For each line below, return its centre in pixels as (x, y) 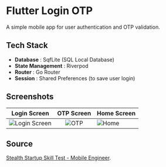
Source (20, 144)
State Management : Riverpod (52, 66)
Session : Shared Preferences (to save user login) (75, 78)
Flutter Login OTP (49, 11)
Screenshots (30, 97)
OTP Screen (74, 113)
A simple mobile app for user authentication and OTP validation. (83, 27)
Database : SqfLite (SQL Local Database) (64, 59)
